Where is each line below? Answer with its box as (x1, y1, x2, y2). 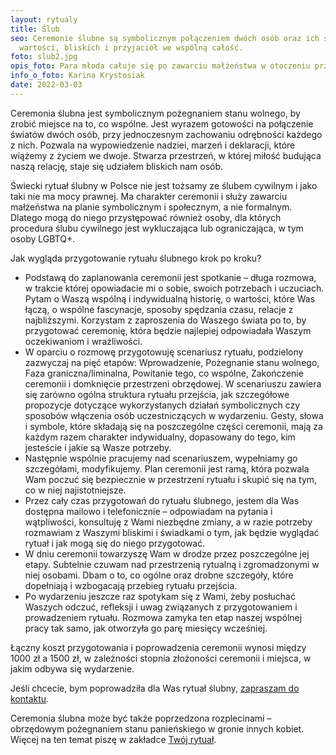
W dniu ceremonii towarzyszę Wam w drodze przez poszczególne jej (24, 547, 310, 560)
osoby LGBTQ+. (10, 232, 76, 245)
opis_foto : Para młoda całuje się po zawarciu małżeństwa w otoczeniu (10, 61, 311, 71)
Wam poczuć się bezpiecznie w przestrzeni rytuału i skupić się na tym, (24, 473, 318, 485)
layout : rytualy (10, 14, 78, 25)
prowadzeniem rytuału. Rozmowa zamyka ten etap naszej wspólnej (24, 611, 303, 623)
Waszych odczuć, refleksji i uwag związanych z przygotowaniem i (24, 601, 298, 613)
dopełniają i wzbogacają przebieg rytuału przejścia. (24, 579, 238, 591)
